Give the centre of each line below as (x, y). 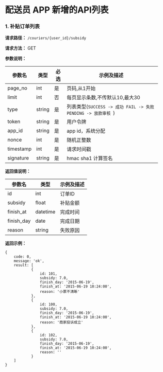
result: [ (24, 266)
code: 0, (23, 257)
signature (18, 158)
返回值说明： (18, 171)
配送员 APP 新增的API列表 (57, 10)
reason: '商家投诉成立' (61, 322)
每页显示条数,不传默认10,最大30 (104, 98)
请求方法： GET (21, 48)
